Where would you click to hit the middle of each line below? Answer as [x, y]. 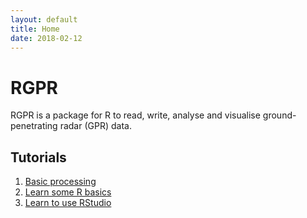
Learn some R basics [68, 192]
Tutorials [38, 157]
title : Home [35, 29]
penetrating [34, 126]
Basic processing [60, 182]
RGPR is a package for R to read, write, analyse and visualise [135, 115]
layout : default [44, 19]
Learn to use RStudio [68, 203]
